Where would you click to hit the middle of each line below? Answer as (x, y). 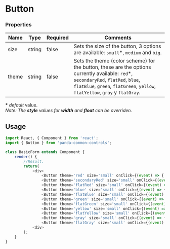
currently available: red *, (103, 74)
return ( (31, 166)
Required (58, 38)
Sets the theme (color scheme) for (114, 61)
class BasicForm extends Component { (45, 152)
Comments (118, 38)
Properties (18, 25)
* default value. (22, 105)
